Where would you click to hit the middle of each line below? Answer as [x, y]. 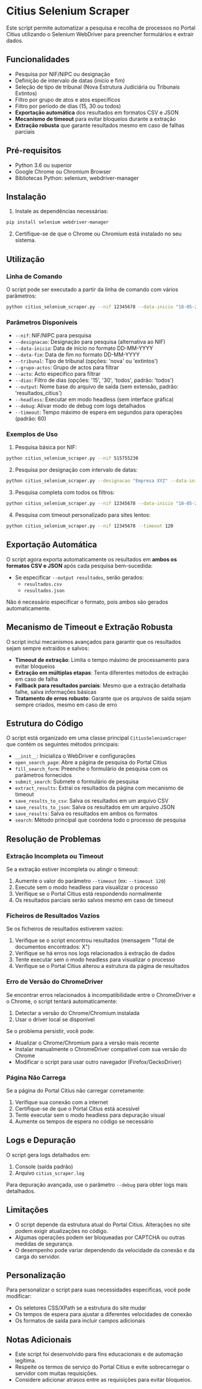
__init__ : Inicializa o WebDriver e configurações [75, 756]
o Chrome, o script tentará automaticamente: [62, 1001]
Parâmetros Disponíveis [42, 322]
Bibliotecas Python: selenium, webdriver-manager [77, 178]
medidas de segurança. [44, 1244]
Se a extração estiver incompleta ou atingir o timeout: [72, 869]
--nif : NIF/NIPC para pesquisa [53, 336]
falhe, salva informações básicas [56, 691]
